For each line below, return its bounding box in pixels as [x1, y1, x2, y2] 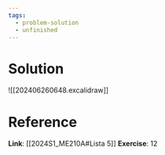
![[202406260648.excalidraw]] [8, 85, 108, 95]
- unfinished [15, 26, 58, 34]
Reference [8, 113, 77, 131]
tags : [8, 11, 26, 20]
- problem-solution [15, 19, 79, 27]
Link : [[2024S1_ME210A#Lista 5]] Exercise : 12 [8, 139, 158, 149]
